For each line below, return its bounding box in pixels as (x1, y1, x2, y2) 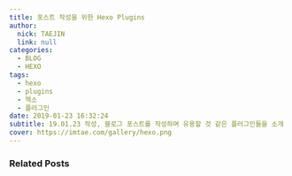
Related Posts (9, 157, 70, 169)
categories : (9, 46, 53, 55)
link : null (17, 37, 58, 47)
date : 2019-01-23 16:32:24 (9, 111, 109, 120)
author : (9, 21, 38, 30)
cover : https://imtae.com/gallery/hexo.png (9, 128, 173, 137)
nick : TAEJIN (17, 29, 65, 38)
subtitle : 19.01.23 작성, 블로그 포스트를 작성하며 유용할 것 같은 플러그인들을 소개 (9, 120, 284, 129)
